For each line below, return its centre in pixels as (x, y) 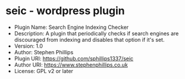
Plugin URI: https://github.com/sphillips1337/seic (74, 58)
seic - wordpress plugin (65, 11)
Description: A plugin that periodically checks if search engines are (96, 33)
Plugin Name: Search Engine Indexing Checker (71, 27)
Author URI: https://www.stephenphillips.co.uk (71, 65)
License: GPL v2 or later (44, 71)
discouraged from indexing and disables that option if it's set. (89, 39)
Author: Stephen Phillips (44, 52)
